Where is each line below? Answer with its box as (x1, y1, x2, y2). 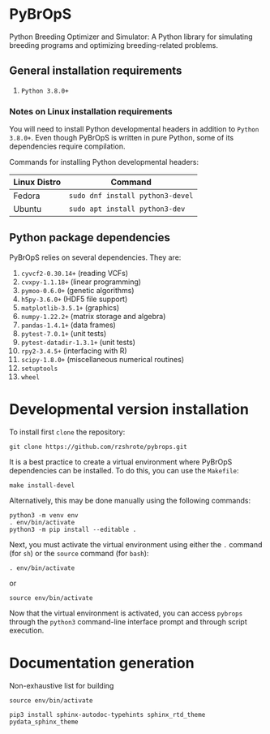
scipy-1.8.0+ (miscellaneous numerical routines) (20, 354, 185, 364)
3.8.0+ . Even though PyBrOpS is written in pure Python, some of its (9, 133, 234, 143)
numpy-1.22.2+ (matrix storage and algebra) (20, 311, 166, 321)
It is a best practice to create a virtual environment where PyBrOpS (9, 456, 233, 467)
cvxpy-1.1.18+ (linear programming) (20, 277, 141, 287)
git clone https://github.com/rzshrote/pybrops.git (9, 443, 187, 451)
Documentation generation (9, 654, 195, 672)
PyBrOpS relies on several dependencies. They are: (9, 253, 182, 262)
